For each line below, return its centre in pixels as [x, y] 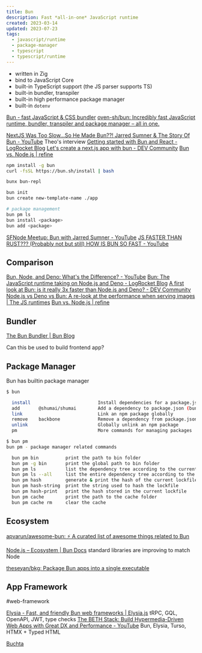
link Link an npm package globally [92, 414]
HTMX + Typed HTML [34, 632]
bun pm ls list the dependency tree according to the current [105, 469]
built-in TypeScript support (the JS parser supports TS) [83, 86]
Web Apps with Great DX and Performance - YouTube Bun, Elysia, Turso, [96, 626]
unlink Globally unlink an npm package [95, 425]
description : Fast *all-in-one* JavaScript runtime [72, 17]
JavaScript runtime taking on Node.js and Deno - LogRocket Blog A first [95, 284]
